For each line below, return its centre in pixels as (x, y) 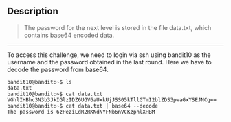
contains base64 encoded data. (69, 35)
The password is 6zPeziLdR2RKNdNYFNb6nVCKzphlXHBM (81, 112)
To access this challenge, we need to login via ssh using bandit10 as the (109, 55)
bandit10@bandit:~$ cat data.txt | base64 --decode (82, 106)
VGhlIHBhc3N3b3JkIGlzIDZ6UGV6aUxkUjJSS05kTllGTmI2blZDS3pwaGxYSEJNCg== (112, 100)
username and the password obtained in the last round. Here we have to (109, 62)
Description (33, 11)
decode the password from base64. (58, 69)
